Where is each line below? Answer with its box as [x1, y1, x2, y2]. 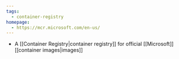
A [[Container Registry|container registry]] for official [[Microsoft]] [14, 40, 174, 47]
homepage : [6, 19, 30, 25]
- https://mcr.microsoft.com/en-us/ [11, 24, 100, 31]
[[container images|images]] [14, 47, 83, 54]
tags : [6, 8, 19, 14]
